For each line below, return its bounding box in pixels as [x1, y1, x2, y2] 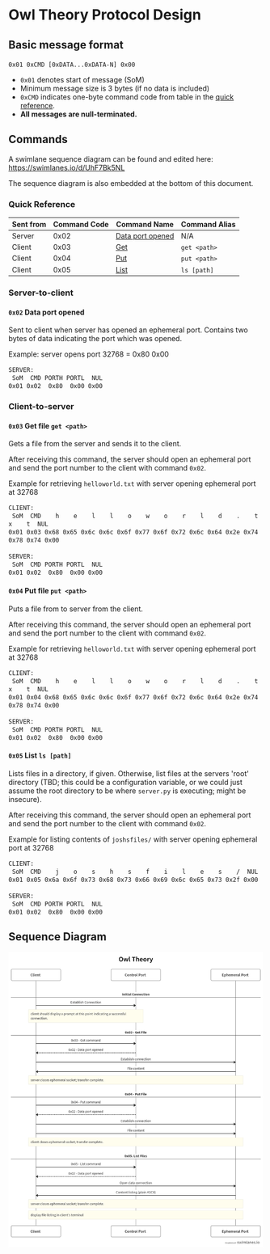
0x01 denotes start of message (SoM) [19, 75, 146, 84]
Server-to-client [8, 287, 74, 298]
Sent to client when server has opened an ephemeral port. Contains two [8, 325, 249, 335]
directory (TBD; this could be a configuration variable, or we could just [8, 777, 243, 787]
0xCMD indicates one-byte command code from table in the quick [19, 92, 234, 102]
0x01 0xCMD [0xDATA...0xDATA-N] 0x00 [8, 61, 136, 69]
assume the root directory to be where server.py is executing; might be [8, 786, 247, 796]
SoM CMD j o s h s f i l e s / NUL [11, 868, 259, 876]
